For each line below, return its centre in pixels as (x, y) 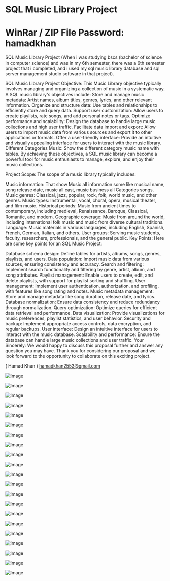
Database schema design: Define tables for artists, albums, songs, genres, (83, 254)
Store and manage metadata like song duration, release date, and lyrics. (80, 297)
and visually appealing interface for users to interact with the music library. (83, 143)
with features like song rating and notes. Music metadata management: (79, 291)
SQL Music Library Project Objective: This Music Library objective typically (83, 84)
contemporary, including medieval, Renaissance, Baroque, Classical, (77, 211)
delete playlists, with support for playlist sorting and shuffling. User (75, 281)
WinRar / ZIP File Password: (65, 33)
